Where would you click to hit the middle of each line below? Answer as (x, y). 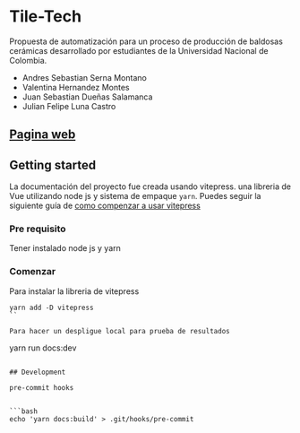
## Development (38, 372)
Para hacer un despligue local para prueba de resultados (120, 331)
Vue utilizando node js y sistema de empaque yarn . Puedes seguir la (135, 196)
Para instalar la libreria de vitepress (74, 291)
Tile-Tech (46, 17)
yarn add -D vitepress (51, 307)
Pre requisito (38, 229)
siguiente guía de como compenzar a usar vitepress (105, 206)
